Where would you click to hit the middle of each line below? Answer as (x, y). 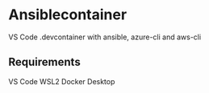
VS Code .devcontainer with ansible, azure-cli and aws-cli (105, 37)
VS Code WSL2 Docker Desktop (62, 81)
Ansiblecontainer (68, 15)
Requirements (44, 62)
